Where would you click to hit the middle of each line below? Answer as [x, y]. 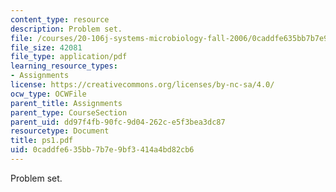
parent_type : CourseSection [69, 112]
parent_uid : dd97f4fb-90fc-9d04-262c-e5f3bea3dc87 [118, 122]
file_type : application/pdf [69, 57]
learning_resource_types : [64, 66]
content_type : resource [60, 19]
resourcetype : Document [60, 131]
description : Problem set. [66, 29]
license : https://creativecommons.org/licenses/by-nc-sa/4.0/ [142, 85]
